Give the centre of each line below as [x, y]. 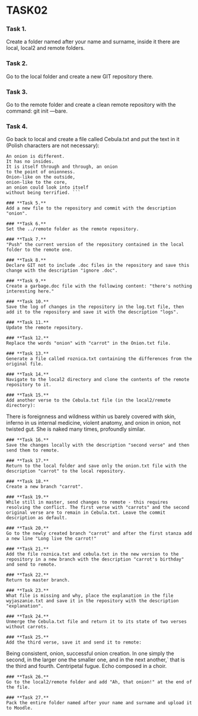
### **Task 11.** [28, 323]
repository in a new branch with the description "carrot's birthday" [95, 559]
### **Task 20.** [28, 529]
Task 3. [17, 91]
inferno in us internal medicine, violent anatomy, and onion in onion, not [93, 423]
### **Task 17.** [28, 461]
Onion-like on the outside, [41, 177]
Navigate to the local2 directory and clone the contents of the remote [98, 380]
